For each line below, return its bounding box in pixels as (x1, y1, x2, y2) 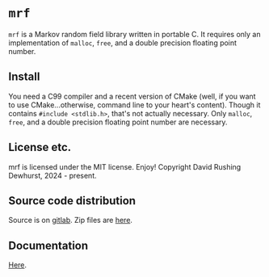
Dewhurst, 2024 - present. (8, 170, 97, 180)
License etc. (8, 141, 72, 154)
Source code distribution (8, 194, 136, 208)
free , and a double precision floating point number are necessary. (8, 117, 228, 127)
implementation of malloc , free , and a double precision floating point (8, 38, 237, 48)
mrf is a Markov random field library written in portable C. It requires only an (8, 29, 261, 39)
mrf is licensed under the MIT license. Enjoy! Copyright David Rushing (8, 162, 242, 171)
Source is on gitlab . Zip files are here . (8, 216, 133, 225)
